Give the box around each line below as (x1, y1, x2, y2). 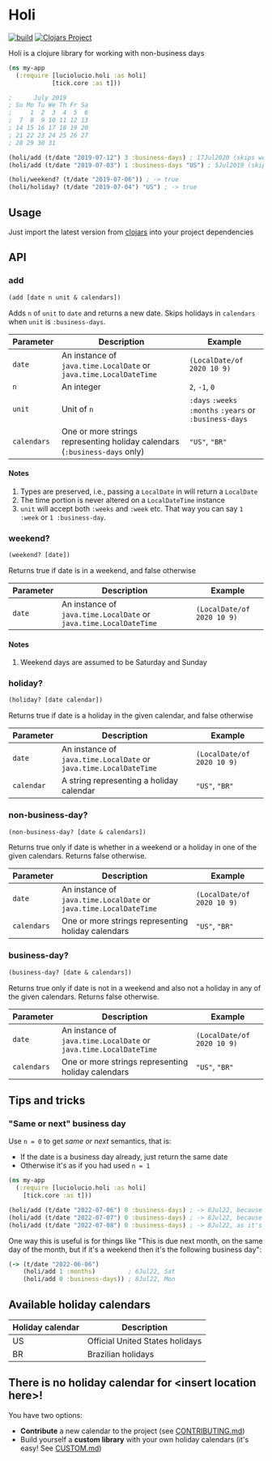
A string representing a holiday (61, 775, 179, 786)
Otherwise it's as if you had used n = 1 (19, 1161, 151, 1171)
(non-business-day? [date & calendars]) (8, 828, 147, 836)
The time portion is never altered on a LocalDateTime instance (19, 495, 225, 504)
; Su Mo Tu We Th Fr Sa (8, 101, 89, 109)
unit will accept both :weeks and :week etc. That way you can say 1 (19, 503, 244, 513)
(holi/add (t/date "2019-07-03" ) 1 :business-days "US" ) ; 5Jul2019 (8, 161, 244, 169)
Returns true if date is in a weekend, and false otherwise (8, 565, 197, 575)
